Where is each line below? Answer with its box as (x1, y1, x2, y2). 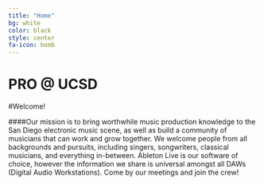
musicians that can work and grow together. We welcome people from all (8, 134, 248, 144)
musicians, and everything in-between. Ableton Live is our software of (8, 151, 239, 160)
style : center (8, 33, 56, 42)
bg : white (8, 19, 41, 27)
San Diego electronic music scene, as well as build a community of (8, 125, 227, 135)
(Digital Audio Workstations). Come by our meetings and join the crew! (8, 168, 239, 177)
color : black (8, 26, 52, 34)
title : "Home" (8, 11, 56, 20)
